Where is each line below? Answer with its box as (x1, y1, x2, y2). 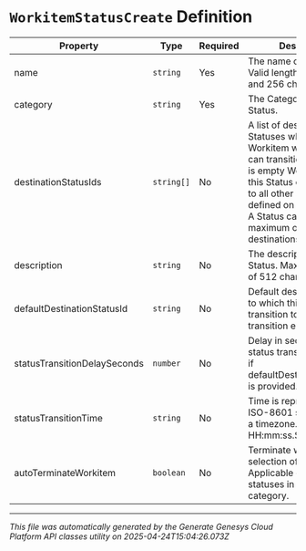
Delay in (248, 334, 283, 347)
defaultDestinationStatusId (14, 302, 128, 315)
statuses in (248, 477, 295, 490)
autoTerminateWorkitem (14, 466, 117, 479)
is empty (248, 164, 285, 177)
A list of (248, 119, 280, 131)
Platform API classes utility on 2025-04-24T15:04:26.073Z (9, 531, 229, 542)
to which (248, 296, 285, 309)
